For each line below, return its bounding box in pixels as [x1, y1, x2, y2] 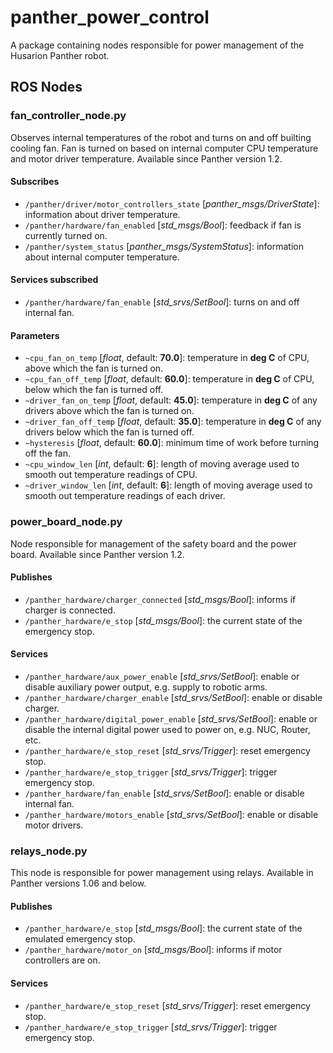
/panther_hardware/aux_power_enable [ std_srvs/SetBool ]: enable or [24, 670, 300, 682]
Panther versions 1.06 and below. [10, 877, 147, 890]
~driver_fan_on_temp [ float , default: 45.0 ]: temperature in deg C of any [24, 394, 318, 406]
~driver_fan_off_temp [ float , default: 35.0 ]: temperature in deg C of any [24, 416, 322, 428]
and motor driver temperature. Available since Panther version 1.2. [10, 152, 283, 165]
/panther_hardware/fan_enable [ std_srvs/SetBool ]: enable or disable [24, 787, 305, 799]
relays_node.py [10, 844, 88, 858]
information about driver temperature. [24, 208, 181, 220]
